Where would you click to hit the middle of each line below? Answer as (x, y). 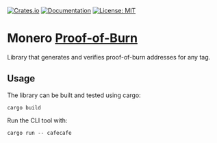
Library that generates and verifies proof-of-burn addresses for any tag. (109, 57)
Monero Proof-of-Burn (73, 38)
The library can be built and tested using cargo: (74, 95)
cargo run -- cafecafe (39, 133)
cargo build (24, 107)
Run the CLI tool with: (37, 120)
